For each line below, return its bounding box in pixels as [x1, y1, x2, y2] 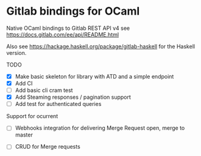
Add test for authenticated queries [15, 101, 102, 108]
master [15, 131, 33, 138]
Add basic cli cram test [15, 87, 73, 94]
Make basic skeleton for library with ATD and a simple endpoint [15, 73, 174, 80]
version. [6, 49, 27, 56]
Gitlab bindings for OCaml [6, 4, 140, 18]
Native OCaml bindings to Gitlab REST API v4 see [6, 24, 130, 32]
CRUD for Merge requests [15, 143, 80, 151]
